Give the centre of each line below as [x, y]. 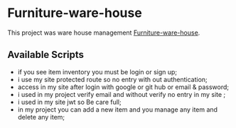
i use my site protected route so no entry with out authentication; [112, 79]
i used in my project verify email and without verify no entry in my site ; [122, 94]
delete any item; [41, 117]
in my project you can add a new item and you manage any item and [118, 109]
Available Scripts [45, 55]
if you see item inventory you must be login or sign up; [97, 71]
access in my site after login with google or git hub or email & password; [123, 87]
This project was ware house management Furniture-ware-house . [104, 33]
